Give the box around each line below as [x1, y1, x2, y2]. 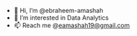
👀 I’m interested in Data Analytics [13, 14, 109, 22]
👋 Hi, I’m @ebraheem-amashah [13, 7, 104, 14]
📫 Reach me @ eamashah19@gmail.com [13, 21, 130, 29]
